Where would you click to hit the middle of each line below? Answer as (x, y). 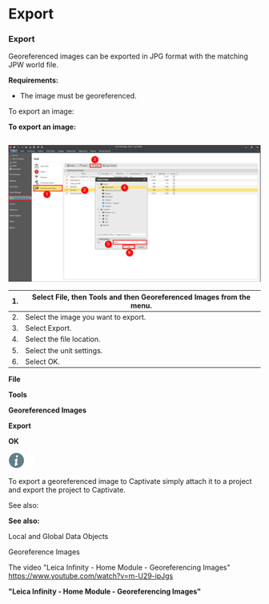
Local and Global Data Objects (58, 537)
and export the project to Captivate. (67, 490)
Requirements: (33, 80)
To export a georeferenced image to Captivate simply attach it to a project (130, 481)
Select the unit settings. (64, 350)
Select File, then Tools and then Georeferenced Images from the (141, 296)
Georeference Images (44, 552)
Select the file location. (63, 339)
